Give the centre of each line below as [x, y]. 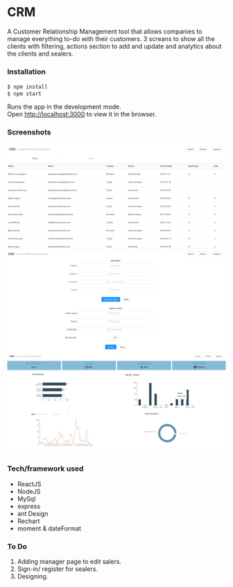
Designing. [33, 576]
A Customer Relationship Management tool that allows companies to [105, 31]
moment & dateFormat [49, 528]
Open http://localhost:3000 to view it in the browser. [82, 114]
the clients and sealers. [41, 54]
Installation [27, 72]
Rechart [28, 521]
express [28, 506]
